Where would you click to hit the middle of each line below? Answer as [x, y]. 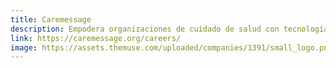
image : [24, 47]
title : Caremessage [51, 19]
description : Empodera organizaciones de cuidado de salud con [145, 29]
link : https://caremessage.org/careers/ [96, 38]
